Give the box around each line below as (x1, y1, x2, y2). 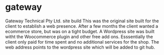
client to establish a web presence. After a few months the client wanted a (5, 23, 158, 29)
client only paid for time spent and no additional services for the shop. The (5, 39, 159, 45)
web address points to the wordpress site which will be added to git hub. (5, 44, 155, 50)
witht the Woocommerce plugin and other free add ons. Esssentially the (5, 34, 153, 40)
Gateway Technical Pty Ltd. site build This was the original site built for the (5, 18, 159, 24)
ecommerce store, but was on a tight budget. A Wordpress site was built (5, 28, 154, 34)
